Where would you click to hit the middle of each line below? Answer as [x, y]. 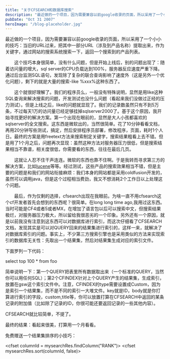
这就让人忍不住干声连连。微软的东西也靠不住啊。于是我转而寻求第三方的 [89, 160]
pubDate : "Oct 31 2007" [30, 19]
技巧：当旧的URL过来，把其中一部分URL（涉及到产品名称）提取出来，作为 [87, 46]
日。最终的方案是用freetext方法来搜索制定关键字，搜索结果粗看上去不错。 [82, 137]
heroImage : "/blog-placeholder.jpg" [44, 24]
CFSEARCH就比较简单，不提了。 [39, 314]
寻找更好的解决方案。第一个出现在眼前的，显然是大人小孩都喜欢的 [78, 117]
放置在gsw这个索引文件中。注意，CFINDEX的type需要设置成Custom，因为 [83, 285]
